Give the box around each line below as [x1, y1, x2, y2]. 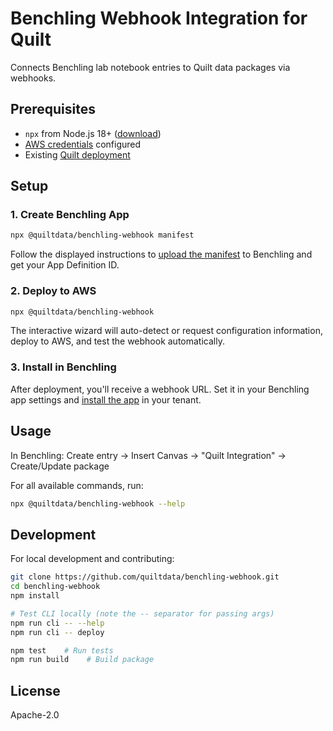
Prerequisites [10, 101, 96, 118]
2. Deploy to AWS [10, 284, 97, 298]
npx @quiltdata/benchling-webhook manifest [10, 230, 195, 241]
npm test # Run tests [10, 645, 114, 656]
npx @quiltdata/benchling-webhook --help [10, 498, 186, 509]
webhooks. [10, 72, 57, 84]
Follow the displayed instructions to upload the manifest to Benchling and [10, 248, 313, 261]
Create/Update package [10, 460, 110, 472]
